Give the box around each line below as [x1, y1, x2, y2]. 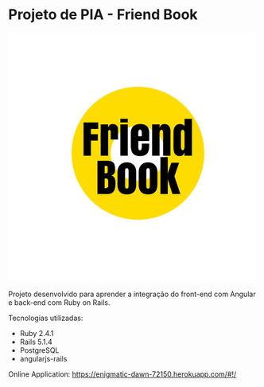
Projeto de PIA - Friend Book [8, 6, 198, 24]
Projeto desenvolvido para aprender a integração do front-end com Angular [8, 289, 256, 299]
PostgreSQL [19, 345, 60, 355]
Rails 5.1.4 [19, 337, 53, 346]
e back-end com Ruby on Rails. [8, 297, 111, 307]
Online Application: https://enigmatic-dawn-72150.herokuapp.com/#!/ [8, 369, 237, 379]
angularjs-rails [19, 354, 68, 363]
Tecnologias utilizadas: [8, 313, 83, 322]
